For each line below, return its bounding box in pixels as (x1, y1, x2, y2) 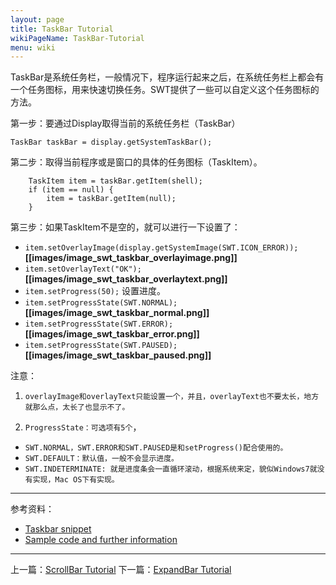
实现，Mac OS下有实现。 (32, 475, 120, 485)
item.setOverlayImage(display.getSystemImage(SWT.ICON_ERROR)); (24, 243, 299, 253)
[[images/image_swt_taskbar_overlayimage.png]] (24, 252, 238, 264)
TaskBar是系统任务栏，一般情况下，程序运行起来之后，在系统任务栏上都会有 (10, 71, 325, 83)
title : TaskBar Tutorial (10, 24, 114, 34)
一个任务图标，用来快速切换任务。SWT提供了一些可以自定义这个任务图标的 (10, 84, 320, 96)
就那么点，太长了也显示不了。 (24, 402, 130, 413)
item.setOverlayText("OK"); (24, 264, 142, 275)
